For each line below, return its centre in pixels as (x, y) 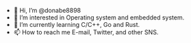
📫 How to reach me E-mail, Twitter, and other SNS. (86, 32)
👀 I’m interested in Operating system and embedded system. (99, 17)
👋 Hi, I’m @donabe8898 (47, 10)
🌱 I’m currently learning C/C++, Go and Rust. (77, 25)
